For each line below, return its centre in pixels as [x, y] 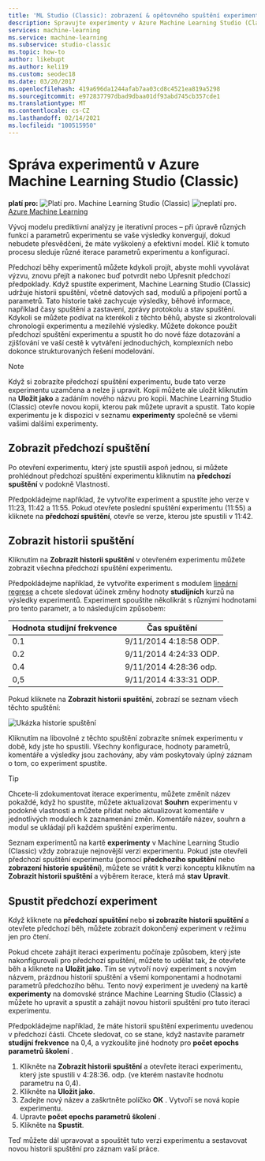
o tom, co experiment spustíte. [58, 763]
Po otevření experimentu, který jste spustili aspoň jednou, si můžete [118, 467]
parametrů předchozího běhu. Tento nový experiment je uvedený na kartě [128, 986]
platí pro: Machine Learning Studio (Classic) [99, 203]
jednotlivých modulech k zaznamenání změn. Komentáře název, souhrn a [127, 819]
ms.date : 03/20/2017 [42, 81]
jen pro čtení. [30, 937]
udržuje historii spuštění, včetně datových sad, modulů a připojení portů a [128, 292]
